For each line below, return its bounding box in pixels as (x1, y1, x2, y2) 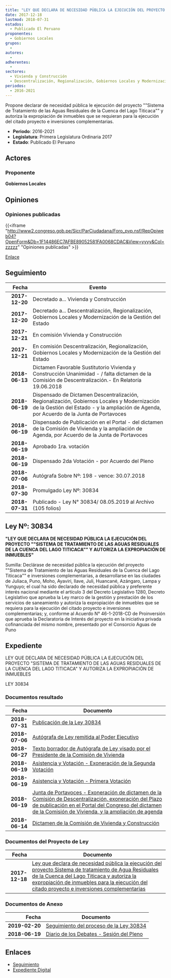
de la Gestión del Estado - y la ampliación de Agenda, (33, 404, 161, 411)
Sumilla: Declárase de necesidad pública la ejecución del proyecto (5, 561, 145, 568)
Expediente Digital (12, 967, 51, 973)
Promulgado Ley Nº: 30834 (33, 486, 99, 494)
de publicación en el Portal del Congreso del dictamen (32, 802, 162, 809)
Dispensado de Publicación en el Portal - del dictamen (33, 419, 163, 426)
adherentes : (5, 60, 31, 65)
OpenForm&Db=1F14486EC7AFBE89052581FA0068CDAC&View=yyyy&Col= (5, 238, 164, 245)
